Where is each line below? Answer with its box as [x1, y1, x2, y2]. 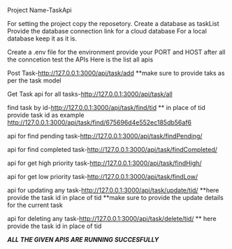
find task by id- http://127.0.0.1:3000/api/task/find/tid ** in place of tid [7, 104, 205, 111]
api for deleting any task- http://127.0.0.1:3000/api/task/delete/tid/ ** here [7, 215, 217, 222]
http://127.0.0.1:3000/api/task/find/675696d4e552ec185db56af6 [7, 118, 192, 127]
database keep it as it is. [7, 34, 78, 43]
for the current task [7, 201, 63, 209]
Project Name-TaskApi [7, 6, 72, 14]
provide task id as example [7, 111, 85, 119]
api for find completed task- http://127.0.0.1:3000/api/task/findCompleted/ [7, 145, 218, 153]
